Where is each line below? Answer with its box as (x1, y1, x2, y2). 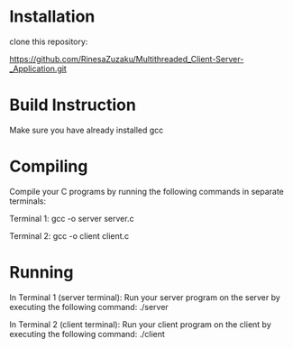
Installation (9, 6, 96, 27)
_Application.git (9, 63, 68, 74)
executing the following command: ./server (9, 301, 169, 312)
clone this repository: (9, 36, 88, 47)
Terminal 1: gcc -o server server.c (9, 213, 134, 224)
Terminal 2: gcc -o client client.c (9, 230, 130, 241)
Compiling (9, 156, 88, 177)
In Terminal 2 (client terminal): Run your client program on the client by (9, 318, 272, 330)
